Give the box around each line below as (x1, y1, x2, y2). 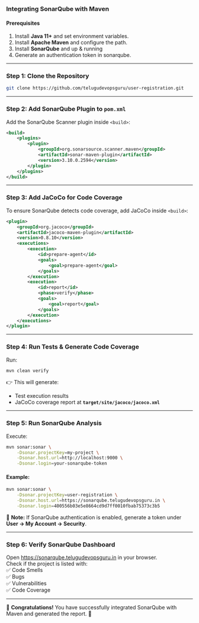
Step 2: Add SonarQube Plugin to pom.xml (6, 105, 126, 113)
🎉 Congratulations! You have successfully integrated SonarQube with (6, 604, 177, 611)
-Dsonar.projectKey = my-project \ (17, 449, 99, 455)
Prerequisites (6, 20, 40, 27)
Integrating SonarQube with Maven (6, 5, 110, 13)
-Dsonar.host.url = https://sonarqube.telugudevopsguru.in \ (17, 497, 166, 504)
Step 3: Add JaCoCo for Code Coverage (6, 193, 123, 202)
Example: (6, 473, 30, 480)
